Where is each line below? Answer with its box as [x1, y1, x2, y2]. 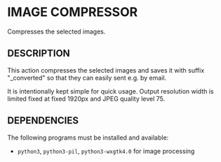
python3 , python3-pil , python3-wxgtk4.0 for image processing [17, 147, 195, 155]
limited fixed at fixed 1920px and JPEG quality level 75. [7, 94, 166, 103]
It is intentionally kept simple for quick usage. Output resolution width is [7, 87, 214, 95]
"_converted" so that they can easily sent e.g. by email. [7, 73, 167, 82]
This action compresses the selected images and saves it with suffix [7, 66, 205, 74]
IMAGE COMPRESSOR [7, 4, 138, 20]
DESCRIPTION [7, 47, 70, 59]
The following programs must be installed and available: [7, 133, 169, 142]
